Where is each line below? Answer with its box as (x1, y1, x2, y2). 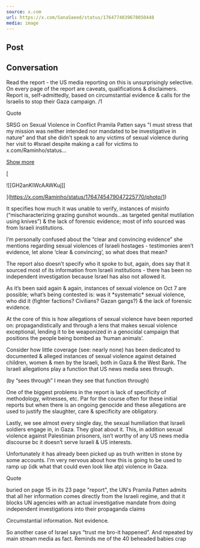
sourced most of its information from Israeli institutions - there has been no (6, 266, 192, 273)
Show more (6, 158, 35, 165)
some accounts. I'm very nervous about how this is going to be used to (6, 456, 182, 463)
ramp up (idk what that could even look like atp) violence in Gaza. (6, 463, 168, 470)
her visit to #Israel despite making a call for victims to (6, 140, 138, 147)
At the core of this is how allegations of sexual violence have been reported (6, 315, 193, 322)
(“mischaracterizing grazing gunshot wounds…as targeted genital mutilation (6, 211, 194, 218)
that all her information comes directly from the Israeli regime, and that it (6, 492, 185, 499)
